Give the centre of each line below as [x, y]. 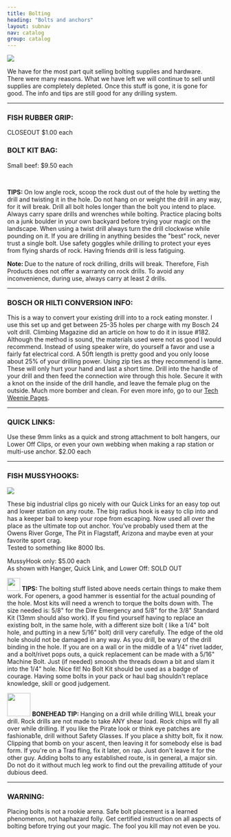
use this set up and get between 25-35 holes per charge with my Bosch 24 [113, 325]
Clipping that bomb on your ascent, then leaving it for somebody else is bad [114, 743]
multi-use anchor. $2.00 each [49, 451]
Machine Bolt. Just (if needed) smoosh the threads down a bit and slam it [111, 661]
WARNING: [26, 796]
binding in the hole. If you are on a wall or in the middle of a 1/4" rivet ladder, [115, 647]
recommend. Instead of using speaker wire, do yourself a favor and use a [111, 347]
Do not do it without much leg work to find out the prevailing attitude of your [115, 765]
